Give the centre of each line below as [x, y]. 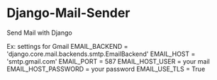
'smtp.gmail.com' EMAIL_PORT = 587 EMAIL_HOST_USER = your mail [108, 61]
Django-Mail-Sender [68, 13]
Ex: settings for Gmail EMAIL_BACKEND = [67, 46]
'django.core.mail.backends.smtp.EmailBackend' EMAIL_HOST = [101, 54]
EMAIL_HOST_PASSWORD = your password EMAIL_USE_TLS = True [106, 69]
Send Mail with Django [39, 33]
